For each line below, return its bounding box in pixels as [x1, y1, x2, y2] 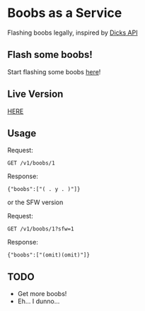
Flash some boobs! [7, 49, 93, 61]
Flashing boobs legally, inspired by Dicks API [7, 28, 138, 37]
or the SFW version [7, 198, 64, 206]
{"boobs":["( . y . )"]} [7, 186, 81, 193]
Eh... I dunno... [17, 297, 60, 305]
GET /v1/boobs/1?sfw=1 [7, 225, 74, 233]
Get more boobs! [17, 290, 67, 298]
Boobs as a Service [7, 5, 122, 21]
